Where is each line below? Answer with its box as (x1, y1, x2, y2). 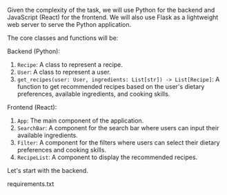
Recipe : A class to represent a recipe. (17, 61, 123, 68)
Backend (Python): (7, 48, 61, 55)
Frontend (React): (7, 103, 57, 111)
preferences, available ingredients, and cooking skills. (17, 90, 170, 98)
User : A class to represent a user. (17, 68, 112, 76)
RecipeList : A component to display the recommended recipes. (17, 153, 198, 161)
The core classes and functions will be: (7, 34, 119, 42)
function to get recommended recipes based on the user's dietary (17, 83, 205, 90)
